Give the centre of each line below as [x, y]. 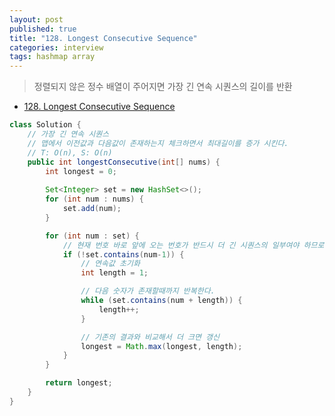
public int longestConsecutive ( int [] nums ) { [124, 162]
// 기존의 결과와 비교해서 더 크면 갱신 [150, 337]
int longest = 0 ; [81, 171]
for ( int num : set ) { [92, 236]
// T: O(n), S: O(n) [70, 152]
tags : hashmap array [52, 57]
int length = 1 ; [114, 273]
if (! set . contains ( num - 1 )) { [123, 254]
